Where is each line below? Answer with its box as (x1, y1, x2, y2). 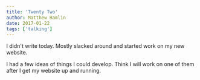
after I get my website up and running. (6, 67, 102, 75)
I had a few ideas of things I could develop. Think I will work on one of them (6, 61, 195, 68)
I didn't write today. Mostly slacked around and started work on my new (6, 42, 185, 50)
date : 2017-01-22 (6, 20, 50, 26)
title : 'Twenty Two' (6, 8, 59, 15)
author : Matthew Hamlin (6, 15, 66, 21)
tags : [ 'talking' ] (6, 25, 53, 32)
